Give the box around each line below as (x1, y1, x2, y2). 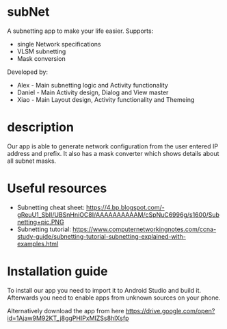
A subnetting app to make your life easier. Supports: (7, 27, 154, 35)
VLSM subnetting (16, 47, 66, 55)
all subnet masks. (7, 157, 57, 165)
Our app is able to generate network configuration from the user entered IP (7, 142, 219, 150)
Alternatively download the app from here (7, 306, 124, 315)
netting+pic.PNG (16, 218, 64, 226)
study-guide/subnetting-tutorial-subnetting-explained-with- (16, 232, 186, 240)
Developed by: (7, 68, 48, 76)
